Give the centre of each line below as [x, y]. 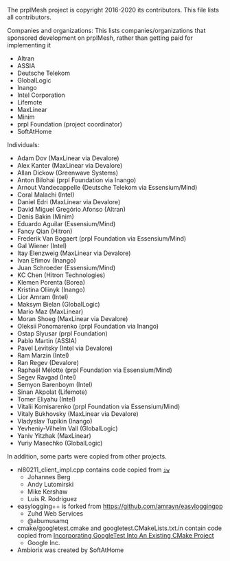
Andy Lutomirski [50, 484]
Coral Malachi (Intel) [46, 195]
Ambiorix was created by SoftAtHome [70, 550]
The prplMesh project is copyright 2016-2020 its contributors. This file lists [113, 10]
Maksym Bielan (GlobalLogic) [59, 304]
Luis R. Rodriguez [52, 499]
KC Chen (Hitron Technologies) [61, 275]
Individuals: [23, 145]
